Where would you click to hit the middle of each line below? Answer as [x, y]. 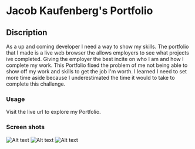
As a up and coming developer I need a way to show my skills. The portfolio [97, 46]
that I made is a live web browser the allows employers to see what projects [97, 53]
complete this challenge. [36, 84]
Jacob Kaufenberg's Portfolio [80, 11]
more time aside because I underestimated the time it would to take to [90, 78]
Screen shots [26, 127]
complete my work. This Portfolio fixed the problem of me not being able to [97, 65]
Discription [27, 33]
